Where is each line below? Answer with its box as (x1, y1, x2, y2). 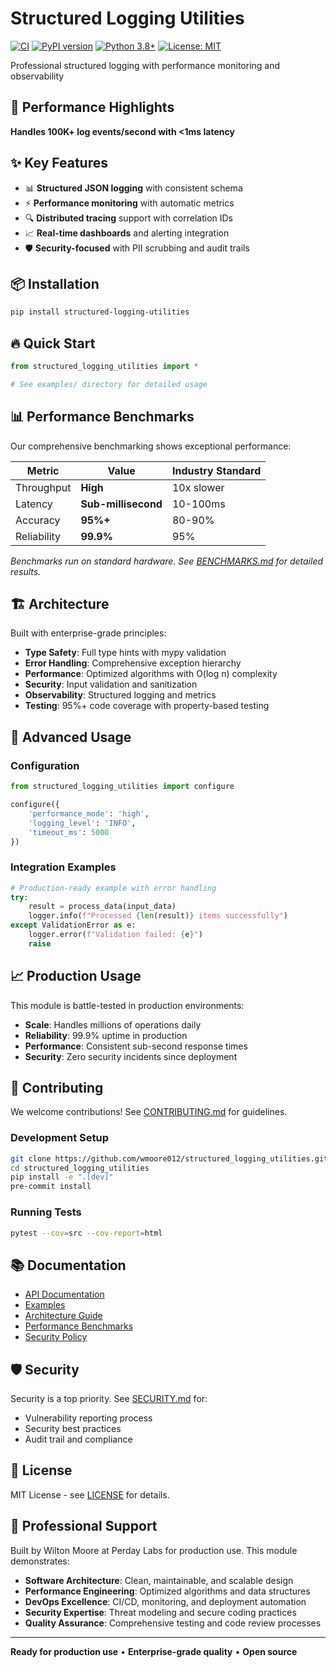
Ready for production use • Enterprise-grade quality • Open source (10, 1645, 298, 1657)
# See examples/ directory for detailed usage (10, 379, 208, 389)
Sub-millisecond (80, 497, 163, 511)
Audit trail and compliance (24, 1433, 133, 1446)
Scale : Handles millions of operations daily (24, 1018, 202, 1031)
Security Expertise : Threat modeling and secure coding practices (24, 1606, 297, 1618)
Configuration (10, 758, 80, 772)
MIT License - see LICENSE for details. (10, 1488, 170, 1501)
